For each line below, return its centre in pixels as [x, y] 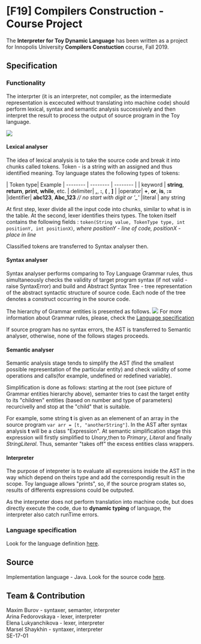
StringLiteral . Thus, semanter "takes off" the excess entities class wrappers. [100, 444]
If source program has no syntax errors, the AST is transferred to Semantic [99, 330]
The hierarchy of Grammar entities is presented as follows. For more [94, 312]
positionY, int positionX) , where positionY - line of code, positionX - [94, 228]
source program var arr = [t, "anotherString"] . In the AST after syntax [97, 425]
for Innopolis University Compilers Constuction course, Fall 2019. [88, 47]
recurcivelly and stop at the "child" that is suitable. [68, 407]
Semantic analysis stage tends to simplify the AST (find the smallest [90, 363]
